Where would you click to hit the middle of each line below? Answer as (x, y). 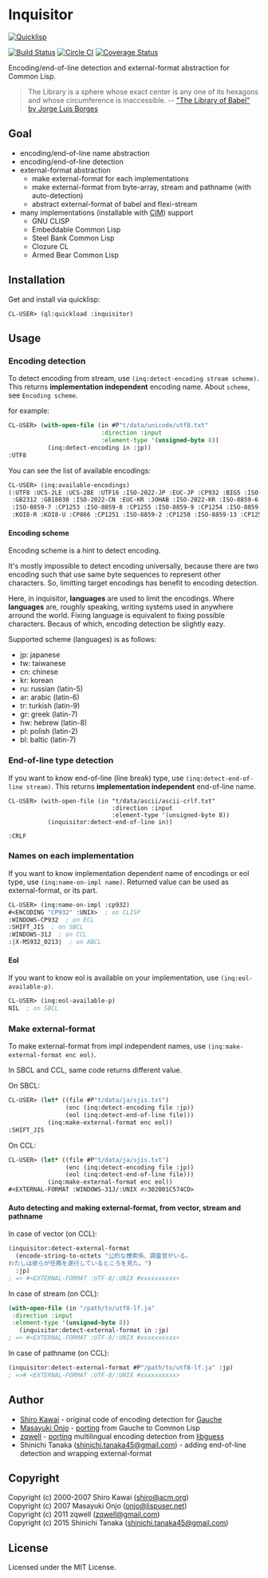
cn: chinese (39, 672)
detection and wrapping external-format (86, 1453)
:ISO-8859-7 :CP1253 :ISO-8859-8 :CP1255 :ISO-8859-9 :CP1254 (117, 507)
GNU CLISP (51, 220)
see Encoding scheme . (43, 395)
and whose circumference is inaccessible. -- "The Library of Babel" (139, 100)
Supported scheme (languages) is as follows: (83, 640)
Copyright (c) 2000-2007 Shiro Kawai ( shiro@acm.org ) (99, 1497)
